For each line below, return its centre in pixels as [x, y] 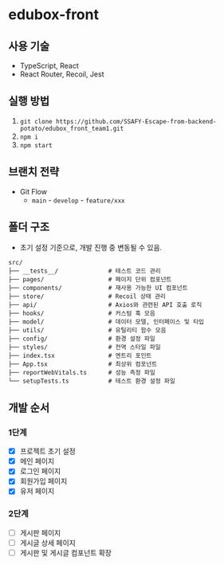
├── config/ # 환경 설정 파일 [82, 339]
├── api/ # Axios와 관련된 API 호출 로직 [105, 305]
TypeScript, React [49, 66]
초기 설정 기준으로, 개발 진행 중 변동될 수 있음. [91, 248]
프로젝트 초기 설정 [47, 451]
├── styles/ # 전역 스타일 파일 [84, 347]
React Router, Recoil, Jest [62, 74]
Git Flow [33, 191]
